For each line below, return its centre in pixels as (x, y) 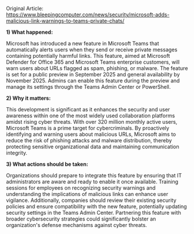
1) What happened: (30, 32)
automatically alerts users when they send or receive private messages (92, 50)
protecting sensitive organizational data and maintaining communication (93, 146)
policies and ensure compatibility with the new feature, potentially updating (96, 206)
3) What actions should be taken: (47, 164)
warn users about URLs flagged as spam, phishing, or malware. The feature (97, 68)
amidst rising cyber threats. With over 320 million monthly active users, (92, 122)
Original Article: (25, 8)
